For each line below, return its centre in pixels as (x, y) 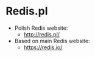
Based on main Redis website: (52, 41)
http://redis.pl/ (42, 34)
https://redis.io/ (43, 47)
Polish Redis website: (41, 28)
